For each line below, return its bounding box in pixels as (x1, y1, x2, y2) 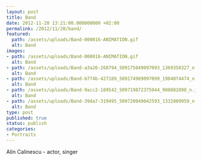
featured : (6, 31, 31, 37)
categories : (6, 126, 36, 132)
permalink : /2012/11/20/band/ (6, 25, 82, 32)
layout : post (6, 8, 39, 15)
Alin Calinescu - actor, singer (6, 148, 78, 155)
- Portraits (6, 132, 36, 138)
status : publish (6, 121, 47, 127)
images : (6, 48, 26, 54)
